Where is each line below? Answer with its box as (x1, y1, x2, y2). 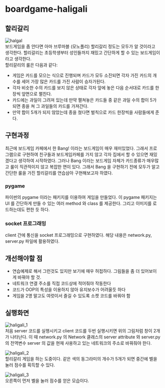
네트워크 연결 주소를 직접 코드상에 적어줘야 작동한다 (12, 281, 111, 287)
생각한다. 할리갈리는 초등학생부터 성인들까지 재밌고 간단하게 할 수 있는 (5, 50, 139, 55)
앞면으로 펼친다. (21, 91, 52, 97)
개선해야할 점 (5, 254, 43, 262)
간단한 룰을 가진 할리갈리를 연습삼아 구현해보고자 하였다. (5, 170, 113, 176)
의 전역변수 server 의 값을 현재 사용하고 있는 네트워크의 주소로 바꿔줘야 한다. (5, 340, 152, 346)
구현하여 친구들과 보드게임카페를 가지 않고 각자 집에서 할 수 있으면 (22, 151, 149, 157)
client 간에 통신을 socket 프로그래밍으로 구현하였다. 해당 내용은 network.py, (5, 232, 152, 238)
